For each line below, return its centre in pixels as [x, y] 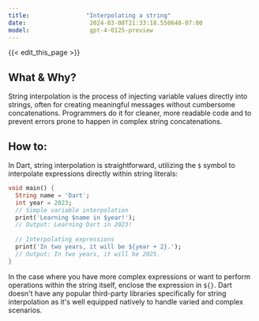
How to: [28, 146]
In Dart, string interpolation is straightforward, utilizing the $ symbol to [122, 165]
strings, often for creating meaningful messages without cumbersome [122, 105]
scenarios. [25, 310]
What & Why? [42, 77]
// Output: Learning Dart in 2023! [74, 225]
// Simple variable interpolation [72, 210]
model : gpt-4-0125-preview [81, 30]
